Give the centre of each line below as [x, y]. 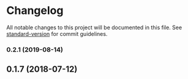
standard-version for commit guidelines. [57, 33]
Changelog [35, 11]
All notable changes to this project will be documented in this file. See [94, 27]
